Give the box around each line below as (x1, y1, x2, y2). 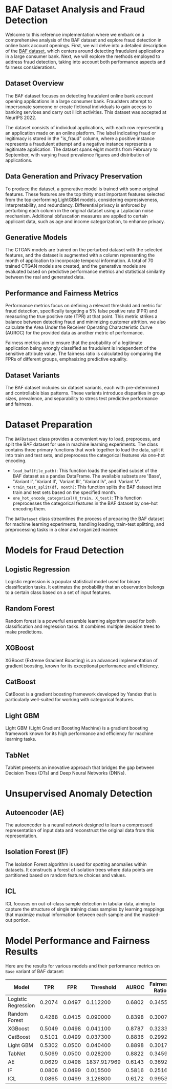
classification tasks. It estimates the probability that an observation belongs (5, 584, 165, 590)
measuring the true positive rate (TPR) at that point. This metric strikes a (5, 313, 158, 320)
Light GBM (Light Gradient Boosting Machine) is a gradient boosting (5, 725, 148, 731)
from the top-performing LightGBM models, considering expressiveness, (5, 196, 159, 203)
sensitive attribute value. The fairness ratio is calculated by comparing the (5, 350, 162, 357)
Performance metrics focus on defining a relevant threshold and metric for (5, 303, 162, 309)
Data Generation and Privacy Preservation (5, 172, 142, 181)
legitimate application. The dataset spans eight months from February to (5, 146, 158, 152)
